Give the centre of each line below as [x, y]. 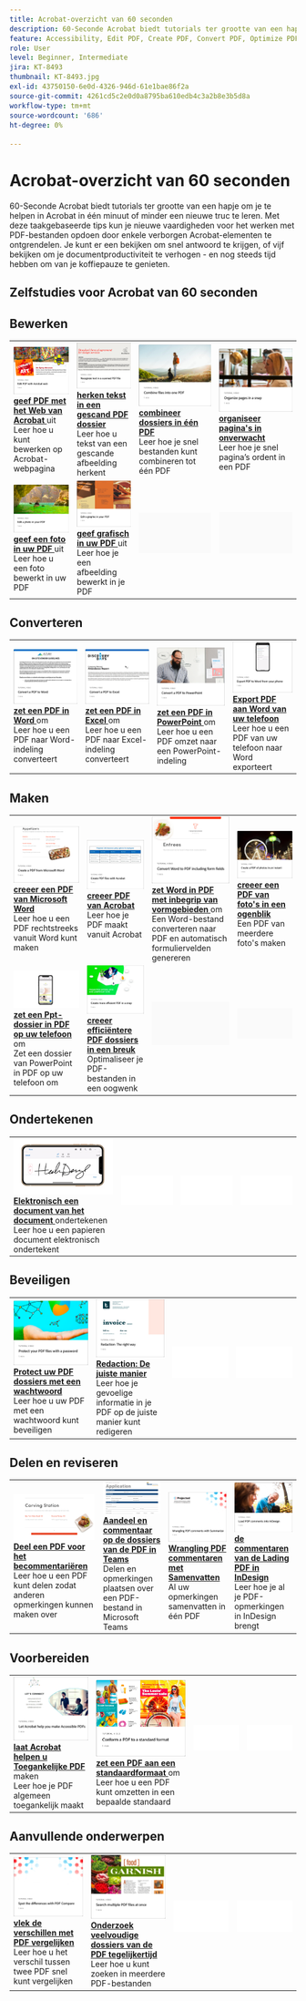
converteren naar [184, 929]
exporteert [252, 766]
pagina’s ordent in [252, 457]
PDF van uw [255, 737]
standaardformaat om [138, 1773]
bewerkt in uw [40, 578]
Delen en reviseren [64, 1462]
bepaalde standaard [133, 1802]
